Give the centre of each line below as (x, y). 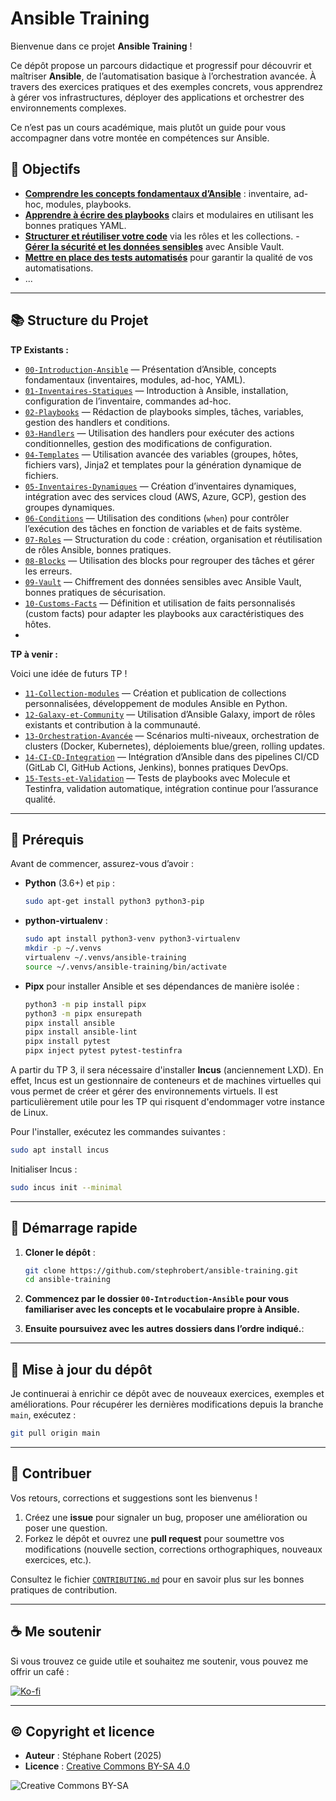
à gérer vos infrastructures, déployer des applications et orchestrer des (157, 97)
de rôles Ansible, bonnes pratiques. (98, 549)
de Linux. (29, 1112)
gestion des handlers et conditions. (97, 422)
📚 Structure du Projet (79, 320)
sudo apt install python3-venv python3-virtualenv (132, 939)
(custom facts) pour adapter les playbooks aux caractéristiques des (164, 613)
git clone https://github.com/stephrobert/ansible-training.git (161, 1270)
